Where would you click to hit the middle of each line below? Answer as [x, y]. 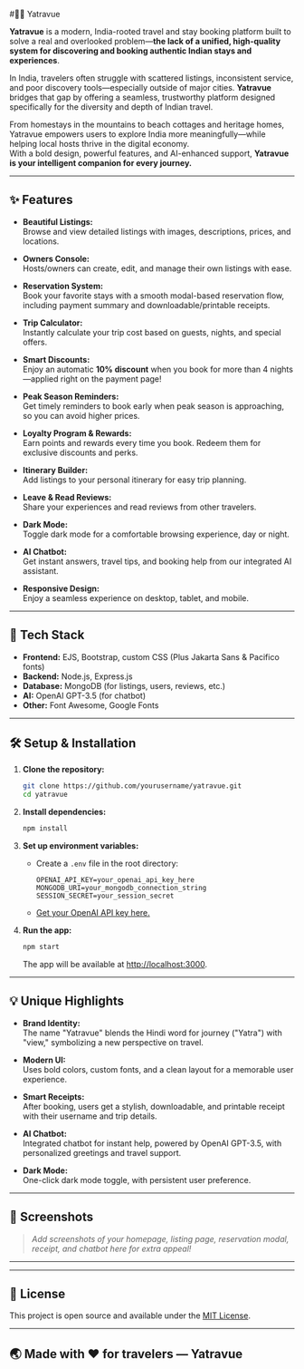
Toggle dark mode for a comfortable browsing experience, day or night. [156, 534]
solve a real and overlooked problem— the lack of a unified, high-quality [145, 41]
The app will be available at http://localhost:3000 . [115, 964]
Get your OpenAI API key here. [93, 913]
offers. [35, 342]
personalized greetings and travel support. [102, 1152]
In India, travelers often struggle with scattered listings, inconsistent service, [152, 78]
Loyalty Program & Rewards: [77, 433]
